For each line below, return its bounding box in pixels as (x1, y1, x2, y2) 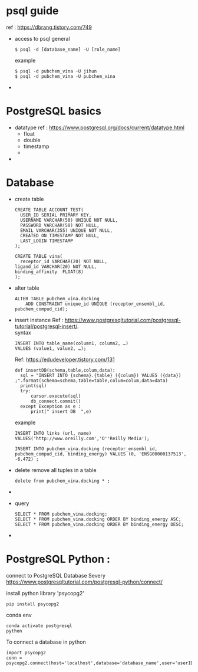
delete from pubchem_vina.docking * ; (14, 478, 110, 484)
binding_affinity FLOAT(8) (14, 268, 84, 275)
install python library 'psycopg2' (6, 589, 84, 596)
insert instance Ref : (14, 316, 64, 323)
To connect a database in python (6, 638, 87, 645)
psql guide (6, 4, 59, 18)
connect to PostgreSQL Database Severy (6, 572, 106, 579)
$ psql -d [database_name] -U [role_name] (14, 46, 121, 53)
